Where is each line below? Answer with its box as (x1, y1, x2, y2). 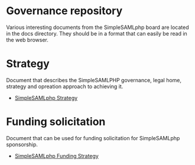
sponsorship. (6, 141, 38, 148)
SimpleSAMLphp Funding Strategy (14, 152, 99, 159)
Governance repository (6, 4, 123, 18)
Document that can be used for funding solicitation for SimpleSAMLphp (6, 134, 180, 141)
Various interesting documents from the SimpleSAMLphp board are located (6, 24, 189, 31)
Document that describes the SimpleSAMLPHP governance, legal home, (6, 76, 182, 83)
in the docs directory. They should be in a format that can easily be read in (6, 30, 187, 37)
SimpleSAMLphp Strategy (14, 94, 78, 101)
